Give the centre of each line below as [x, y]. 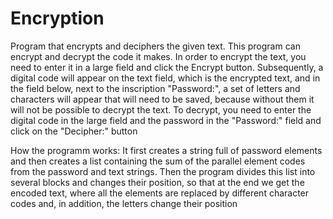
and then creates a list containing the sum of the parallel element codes [158, 161]
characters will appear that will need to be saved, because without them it [162, 99]
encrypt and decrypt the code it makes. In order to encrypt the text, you [158, 56]
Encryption [57, 18]
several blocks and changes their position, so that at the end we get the [157, 182]
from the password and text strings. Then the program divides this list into [163, 171]
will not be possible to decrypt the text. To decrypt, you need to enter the [161, 109]
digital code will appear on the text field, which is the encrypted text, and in [165, 78]
